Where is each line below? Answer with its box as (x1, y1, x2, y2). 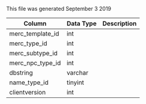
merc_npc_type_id (9, 59, 61, 67)
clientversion (9, 88, 46, 96)
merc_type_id (9, 39, 47, 47)
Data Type (66, 19, 97, 28)
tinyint (66, 78, 84, 87)
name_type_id (9, 78, 49, 87)
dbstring (9, 69, 33, 77)
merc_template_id (9, 29, 59, 38)
